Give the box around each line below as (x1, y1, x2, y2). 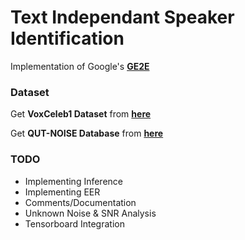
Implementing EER (24, 186, 101, 198)
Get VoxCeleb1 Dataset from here (10, 108, 152, 120)
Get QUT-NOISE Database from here (10, 127, 164, 140)
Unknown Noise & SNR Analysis (24, 207, 157, 219)
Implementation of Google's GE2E (10, 60, 150, 72)
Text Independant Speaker (10, 6, 235, 29)
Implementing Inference (24, 175, 124, 187)
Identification (10, 27, 125, 50)
